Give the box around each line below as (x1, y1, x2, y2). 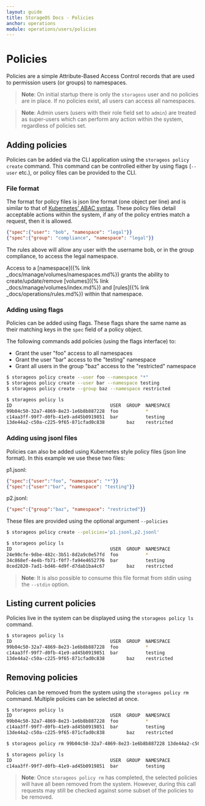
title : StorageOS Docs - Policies (6, 15, 95, 21)
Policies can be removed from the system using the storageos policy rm (6, 688, 189, 696)
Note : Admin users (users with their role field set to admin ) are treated (21, 109, 196, 117)
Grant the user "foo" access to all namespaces (15, 349, 133, 357)
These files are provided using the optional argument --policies (6, 517, 168, 525)
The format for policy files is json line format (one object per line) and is (6, 198, 186, 205)
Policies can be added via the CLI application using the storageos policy (6, 156, 190, 163)
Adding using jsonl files (6, 434, 78, 443)
